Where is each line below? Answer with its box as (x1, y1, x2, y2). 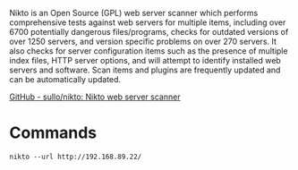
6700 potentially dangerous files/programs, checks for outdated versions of (9, 27, 289, 37)
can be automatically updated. (9, 74, 122, 84)
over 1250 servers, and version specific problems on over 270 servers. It (9, 36, 277, 47)
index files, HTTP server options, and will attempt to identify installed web (9, 55, 282, 65)
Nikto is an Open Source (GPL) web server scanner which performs (9, 8, 259, 18)
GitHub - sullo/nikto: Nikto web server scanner (9, 91, 181, 102)
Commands (9, 123, 98, 143)
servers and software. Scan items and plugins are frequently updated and (9, 64, 281, 75)
